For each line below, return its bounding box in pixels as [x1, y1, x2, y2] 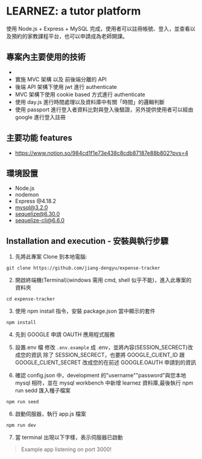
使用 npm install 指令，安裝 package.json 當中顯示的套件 [14, 307, 156, 315]
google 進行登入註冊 [14, 113, 66, 120]
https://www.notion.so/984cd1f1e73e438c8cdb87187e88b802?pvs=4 [14, 149, 189, 157]
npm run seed [6, 399, 39, 405]
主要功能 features [6, 133, 72, 143]
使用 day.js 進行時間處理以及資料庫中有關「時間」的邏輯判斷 [14, 98, 165, 105]
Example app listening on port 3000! [21, 446, 112, 453]
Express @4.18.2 [14, 198, 56, 205]
